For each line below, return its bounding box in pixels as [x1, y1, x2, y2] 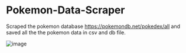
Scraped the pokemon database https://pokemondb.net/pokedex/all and [6, 23, 180, 30]
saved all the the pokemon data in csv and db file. [6, 29, 126, 36]
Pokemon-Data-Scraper [6, 3, 125, 17]
